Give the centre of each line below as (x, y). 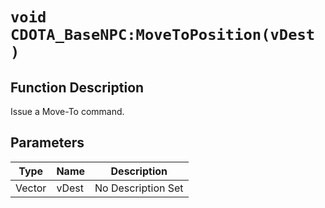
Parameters (47, 143)
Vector (31, 188)
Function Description (77, 87)
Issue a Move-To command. (67, 111)
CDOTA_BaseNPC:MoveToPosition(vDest (163, 35)
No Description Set (139, 188)
